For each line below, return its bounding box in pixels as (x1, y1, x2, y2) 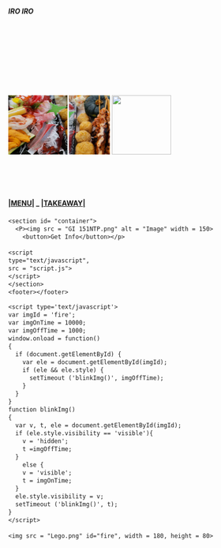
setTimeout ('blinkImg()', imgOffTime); (28, 373, 164, 382)
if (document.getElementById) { (15, 350, 122, 358)
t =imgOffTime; (22, 445, 73, 453)
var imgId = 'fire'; (8, 310, 77, 319)
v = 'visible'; (22, 468, 73, 477)
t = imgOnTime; (22, 476, 73, 485)
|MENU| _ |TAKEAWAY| (8, 198, 86, 208)
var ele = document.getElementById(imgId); (22, 358, 168, 366)
